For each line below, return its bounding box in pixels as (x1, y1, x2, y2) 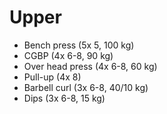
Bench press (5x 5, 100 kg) (23, 39, 135, 51)
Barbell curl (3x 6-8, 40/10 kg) (23, 81, 149, 93)
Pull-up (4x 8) (23, 71, 82, 83)
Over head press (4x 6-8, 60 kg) (23, 60, 158, 72)
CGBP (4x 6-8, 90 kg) (23, 49, 114, 61)
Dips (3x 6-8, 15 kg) (23, 92, 106, 104)
